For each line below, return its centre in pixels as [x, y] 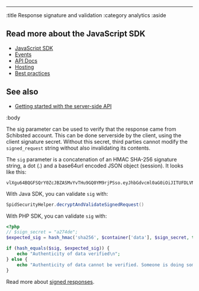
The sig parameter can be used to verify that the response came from [91, 129]
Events [23, 54]
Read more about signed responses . [50, 282]
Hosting [24, 67]
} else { [17, 259]
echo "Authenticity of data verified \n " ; [68, 254]
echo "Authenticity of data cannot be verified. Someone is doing [100, 265]
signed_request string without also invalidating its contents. [78, 148]
